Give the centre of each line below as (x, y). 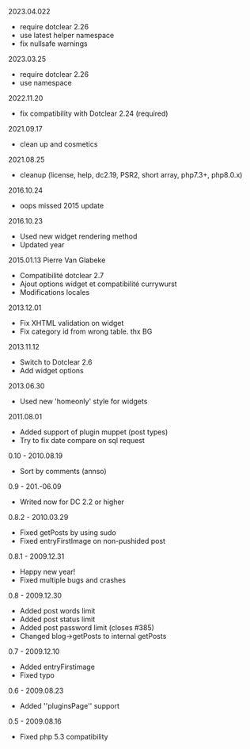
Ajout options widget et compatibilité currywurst (98, 284)
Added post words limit (57, 611)
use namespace (46, 83)
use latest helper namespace (67, 35)
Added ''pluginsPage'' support (70, 706)
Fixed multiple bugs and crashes (73, 580)
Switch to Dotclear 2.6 (56, 362)
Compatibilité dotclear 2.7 (62, 275)
